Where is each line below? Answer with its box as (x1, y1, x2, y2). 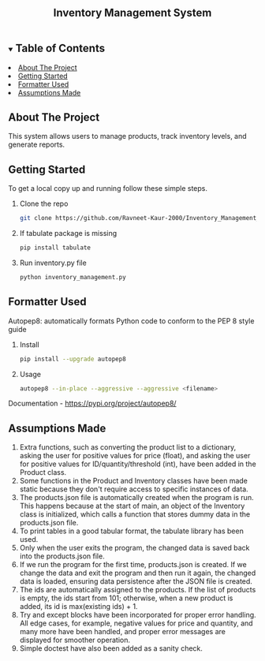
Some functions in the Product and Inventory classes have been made (19, 476, 248, 486)
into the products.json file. (19, 551, 105, 561)
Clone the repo (19, 199, 69, 208)
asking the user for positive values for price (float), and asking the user (19, 451, 251, 461)
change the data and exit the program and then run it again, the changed (19, 568, 256, 578)
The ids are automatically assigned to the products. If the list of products (19, 585, 256, 595)
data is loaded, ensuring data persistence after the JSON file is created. (19, 577, 252, 586)
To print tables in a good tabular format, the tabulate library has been (19, 526, 244, 536)
